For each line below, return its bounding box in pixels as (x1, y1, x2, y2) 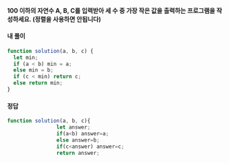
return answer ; (56, 149, 100, 156)
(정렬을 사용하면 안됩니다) (32, 14, 101, 23)
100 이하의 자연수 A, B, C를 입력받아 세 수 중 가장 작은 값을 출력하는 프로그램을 (7, 6, 215, 14)
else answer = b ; (56, 136, 100, 144)
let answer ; (56, 124, 91, 131)
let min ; (13, 54, 39, 61)
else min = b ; (13, 67, 54, 74)
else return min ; (13, 80, 63, 87)
